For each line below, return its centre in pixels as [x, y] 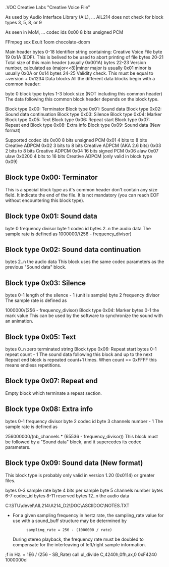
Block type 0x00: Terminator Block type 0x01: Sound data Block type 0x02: [83, 109]
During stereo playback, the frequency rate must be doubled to [78, 539]
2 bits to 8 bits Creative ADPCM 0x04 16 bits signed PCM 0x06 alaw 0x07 [82, 151]
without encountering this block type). [45, 200]
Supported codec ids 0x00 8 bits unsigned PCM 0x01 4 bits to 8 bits [76, 140]
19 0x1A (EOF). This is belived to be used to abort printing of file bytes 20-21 [84, 57]
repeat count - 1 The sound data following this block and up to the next [79, 354]
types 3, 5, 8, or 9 [23, 22]
